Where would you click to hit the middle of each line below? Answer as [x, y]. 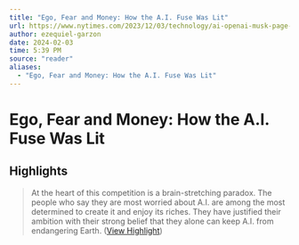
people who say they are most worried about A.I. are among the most [158, 202]
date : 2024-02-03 [41, 42]
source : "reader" [41, 59]
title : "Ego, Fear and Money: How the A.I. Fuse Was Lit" [119, 17]
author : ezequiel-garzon [55, 34]
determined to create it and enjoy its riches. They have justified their [156, 211]
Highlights [39, 171]
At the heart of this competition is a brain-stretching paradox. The [151, 192]
